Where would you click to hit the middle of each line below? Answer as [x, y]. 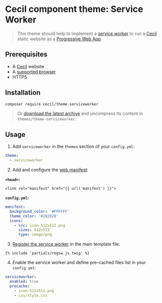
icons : [16, 221]
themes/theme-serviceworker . [47, 119]
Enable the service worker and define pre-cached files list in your [79, 263]
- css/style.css [31, 295]
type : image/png [35, 235]
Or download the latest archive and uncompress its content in [80, 113]
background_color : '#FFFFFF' [40, 211]
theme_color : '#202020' [34, 216]
